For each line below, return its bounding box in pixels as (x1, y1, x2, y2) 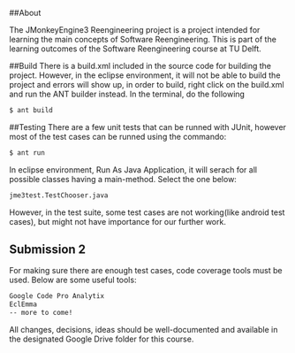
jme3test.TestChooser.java (9, 190, 109, 200)
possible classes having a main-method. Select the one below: (9, 173, 237, 184)
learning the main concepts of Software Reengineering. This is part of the (9, 35, 276, 44)
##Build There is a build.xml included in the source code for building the (9, 61, 272, 71)
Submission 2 (9, 242, 87, 257)
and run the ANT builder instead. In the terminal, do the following (9, 88, 246, 99)
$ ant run (9, 148, 46, 157)
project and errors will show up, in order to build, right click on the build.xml (9, 80, 284, 89)
